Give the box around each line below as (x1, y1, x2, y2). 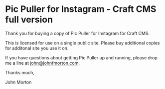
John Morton (5, 79, 32, 85)
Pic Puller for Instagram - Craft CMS (5, 3, 157, 15)
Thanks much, (5, 69, 35, 75)
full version (5, 14, 53, 25)
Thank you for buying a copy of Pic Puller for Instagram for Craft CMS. (5, 30, 150, 36)
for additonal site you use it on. (5, 45, 69, 51)
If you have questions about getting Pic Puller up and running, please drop (5, 54, 158, 60)
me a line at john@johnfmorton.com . (5, 60, 80, 66)
